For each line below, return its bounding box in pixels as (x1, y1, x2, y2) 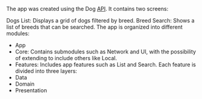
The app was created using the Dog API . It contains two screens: (6, 5, 169, 12)
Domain (15, 80, 35, 87)
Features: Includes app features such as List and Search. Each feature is (15, 61, 196, 68)
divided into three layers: (15, 67, 78, 75)
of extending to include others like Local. (15, 55, 117, 61)
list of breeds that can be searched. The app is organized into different (6, 24, 183, 30)
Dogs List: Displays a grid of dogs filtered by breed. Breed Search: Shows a (6, 17, 195, 24)
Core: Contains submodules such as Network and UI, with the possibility (15, 48, 196, 55)
